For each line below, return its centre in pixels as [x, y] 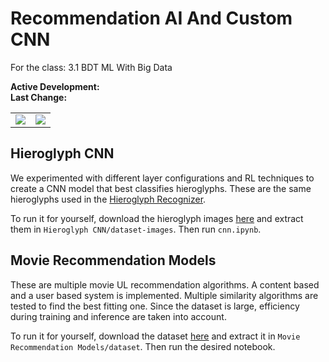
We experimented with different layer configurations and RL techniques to [162, 178]
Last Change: [39, 97]
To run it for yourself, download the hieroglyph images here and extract [157, 218]
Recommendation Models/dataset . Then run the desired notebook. [143, 346]
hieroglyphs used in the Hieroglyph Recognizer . [108, 199]
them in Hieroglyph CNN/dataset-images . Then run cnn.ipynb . [136, 229]
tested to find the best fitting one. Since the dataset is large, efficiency [155, 306]
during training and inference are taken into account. [118, 316]
